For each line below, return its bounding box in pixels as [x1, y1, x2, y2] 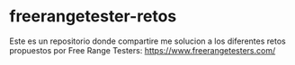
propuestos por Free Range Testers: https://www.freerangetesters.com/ [9, 45, 276, 55]
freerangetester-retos [9, 6, 177, 27]
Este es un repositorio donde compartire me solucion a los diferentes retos [9, 36, 286, 46]
